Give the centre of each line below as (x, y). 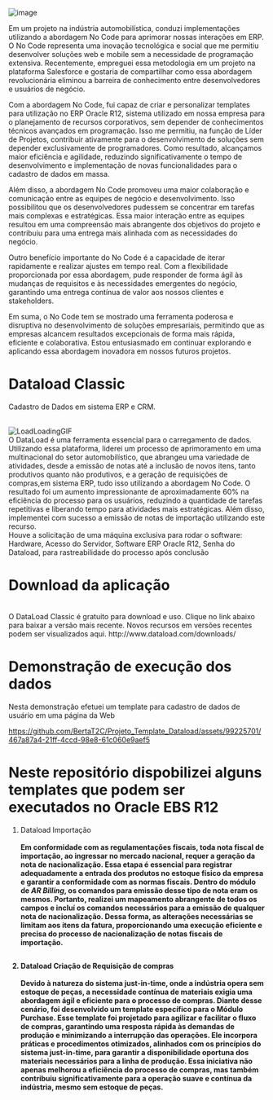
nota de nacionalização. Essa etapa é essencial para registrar (126, 865)
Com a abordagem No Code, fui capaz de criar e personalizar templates (129, 105)
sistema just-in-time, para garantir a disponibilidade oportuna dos (134, 1053)
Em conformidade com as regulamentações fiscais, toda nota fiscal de (142, 847)
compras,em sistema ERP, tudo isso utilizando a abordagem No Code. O (130, 483)
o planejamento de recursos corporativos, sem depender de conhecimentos (136, 122)
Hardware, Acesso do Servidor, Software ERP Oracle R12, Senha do (122, 543)
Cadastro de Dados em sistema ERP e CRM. (82, 407)
